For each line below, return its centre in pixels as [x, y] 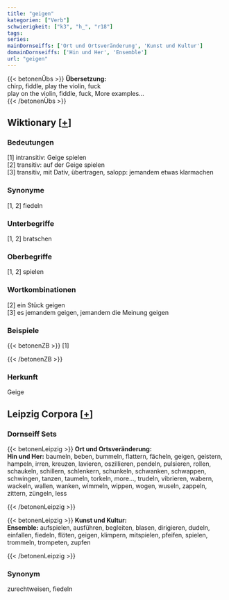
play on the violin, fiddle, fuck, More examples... [76, 93]
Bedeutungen [31, 143]
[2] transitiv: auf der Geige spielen [56, 165]
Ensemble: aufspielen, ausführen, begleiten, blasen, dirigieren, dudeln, [109, 527]
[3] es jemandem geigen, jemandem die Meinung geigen [88, 312]
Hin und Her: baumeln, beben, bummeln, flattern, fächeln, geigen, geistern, [115, 456]
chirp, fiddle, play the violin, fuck [54, 86]
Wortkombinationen [42, 290]
